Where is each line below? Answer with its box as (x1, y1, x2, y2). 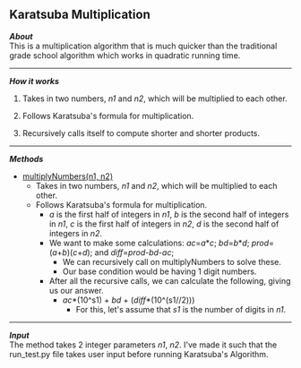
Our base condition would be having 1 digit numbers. (62, 266, 257, 277)
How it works (9, 75, 60, 86)
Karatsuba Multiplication (9, 7, 150, 22)
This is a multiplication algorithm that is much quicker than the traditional (9, 40, 278, 51)
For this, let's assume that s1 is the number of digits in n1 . (75, 304, 287, 314)
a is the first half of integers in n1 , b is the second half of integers (48, 209, 289, 219)
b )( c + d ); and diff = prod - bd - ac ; (62, 246, 175, 258)
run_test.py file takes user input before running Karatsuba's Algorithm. (9, 348, 269, 359)
